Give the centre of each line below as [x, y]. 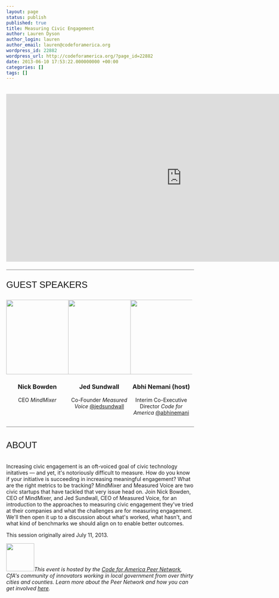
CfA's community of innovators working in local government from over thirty [100, 575]
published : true [26, 23]
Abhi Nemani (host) [161, 387]
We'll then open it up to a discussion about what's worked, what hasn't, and [99, 517]
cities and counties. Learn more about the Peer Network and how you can [97, 582]
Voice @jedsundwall [99, 406]
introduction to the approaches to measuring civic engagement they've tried [100, 504]
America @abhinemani [161, 412]
